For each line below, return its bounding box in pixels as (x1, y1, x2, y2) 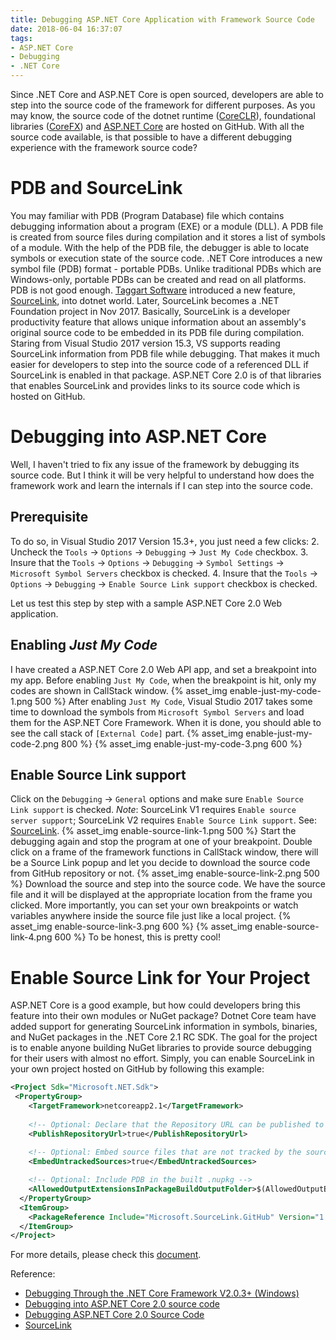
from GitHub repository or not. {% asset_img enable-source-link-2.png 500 (10, 867, 320, 880)
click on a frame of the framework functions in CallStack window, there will (10, 846, 319, 858)
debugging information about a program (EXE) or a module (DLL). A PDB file (10, 220, 324, 232)
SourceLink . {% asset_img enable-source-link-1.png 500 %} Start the (10, 825, 297, 837)
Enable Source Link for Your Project (10, 966, 311, 989)
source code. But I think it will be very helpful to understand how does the (10, 469, 315, 481)
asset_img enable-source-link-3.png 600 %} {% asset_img (10, 921, 253, 933)
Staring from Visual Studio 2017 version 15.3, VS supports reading (10, 337, 281, 349)
